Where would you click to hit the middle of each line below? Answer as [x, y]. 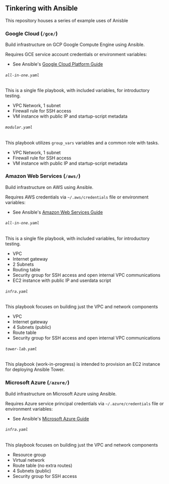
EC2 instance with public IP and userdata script [62, 280]
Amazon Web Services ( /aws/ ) [43, 176]
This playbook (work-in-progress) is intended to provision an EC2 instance [83, 364]
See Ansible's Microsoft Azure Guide [51, 418]
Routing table [26, 270]
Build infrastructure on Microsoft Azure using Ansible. [61, 394]
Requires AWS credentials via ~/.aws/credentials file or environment [77, 197]
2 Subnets [23, 264]
